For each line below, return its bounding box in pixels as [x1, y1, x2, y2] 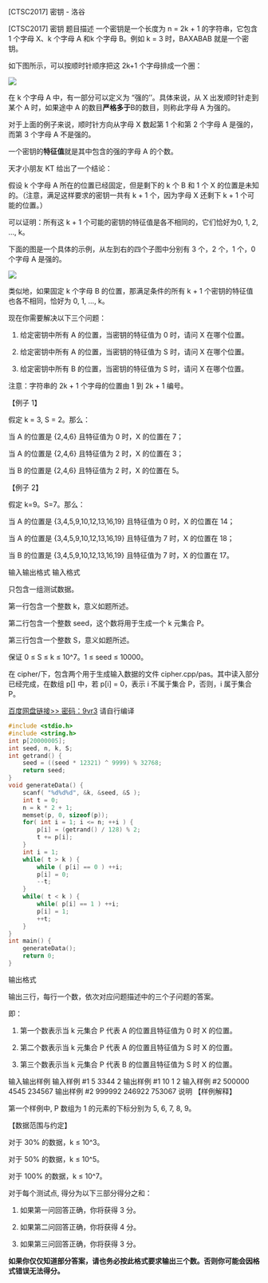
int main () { [8, 937, 52, 945]
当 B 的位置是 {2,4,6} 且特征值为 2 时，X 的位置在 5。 [8, 466, 183, 475]
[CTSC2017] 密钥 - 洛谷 [8, 7, 85, 16]
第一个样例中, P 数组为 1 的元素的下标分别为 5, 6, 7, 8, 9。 [8, 1103, 196, 1113]
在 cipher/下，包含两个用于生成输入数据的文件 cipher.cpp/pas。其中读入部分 [8, 669, 260, 678]
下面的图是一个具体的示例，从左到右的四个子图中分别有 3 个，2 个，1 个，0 [8, 244, 256, 254]
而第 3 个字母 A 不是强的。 [8, 130, 96, 139]
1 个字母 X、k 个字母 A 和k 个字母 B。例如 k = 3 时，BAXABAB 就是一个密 [8, 34, 250, 43]
